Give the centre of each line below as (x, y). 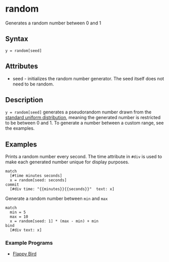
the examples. (20, 128)
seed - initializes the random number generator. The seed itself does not (88, 78)
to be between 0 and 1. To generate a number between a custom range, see (84, 123)
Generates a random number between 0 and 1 (53, 23)
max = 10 (19, 217)
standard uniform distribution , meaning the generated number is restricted (83, 118)
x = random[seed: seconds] (38, 180)
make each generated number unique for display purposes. (67, 162)
